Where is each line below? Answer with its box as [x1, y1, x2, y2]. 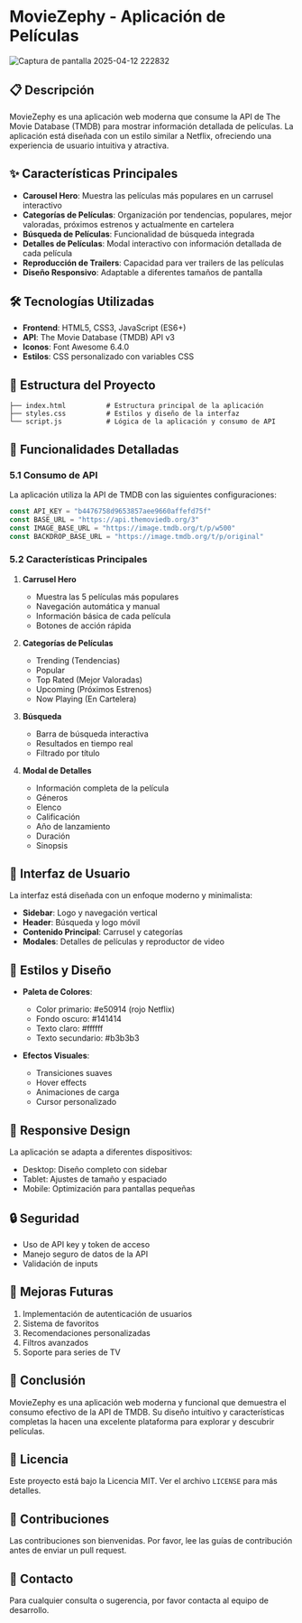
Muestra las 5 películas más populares [35, 591, 179, 602]
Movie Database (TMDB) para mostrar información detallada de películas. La [9, 120, 294, 132]
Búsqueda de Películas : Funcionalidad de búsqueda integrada [22, 228, 255, 239]
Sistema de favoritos [22, 1318, 99, 1329]
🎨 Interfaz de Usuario [9, 867, 131, 882]
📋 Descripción [9, 83, 95, 98]
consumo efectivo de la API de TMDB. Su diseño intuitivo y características [9, 1406, 285, 1417]
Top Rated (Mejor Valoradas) [35, 674, 142, 685]
